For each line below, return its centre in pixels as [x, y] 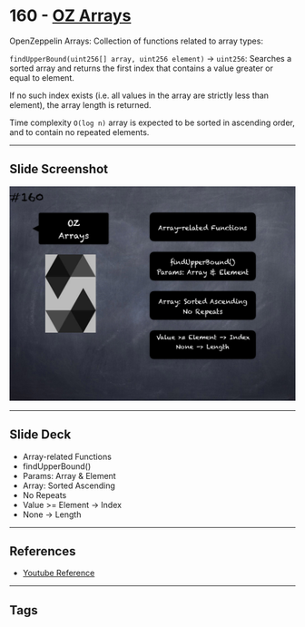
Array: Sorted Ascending [69, 485]
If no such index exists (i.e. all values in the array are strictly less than [139, 95]
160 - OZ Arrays [70, 16]
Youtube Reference [59, 573]
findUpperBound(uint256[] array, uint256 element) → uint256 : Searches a [151, 58]
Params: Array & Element [69, 475]
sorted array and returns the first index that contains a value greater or [142, 68]
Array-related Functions [67, 456]
